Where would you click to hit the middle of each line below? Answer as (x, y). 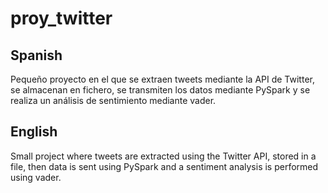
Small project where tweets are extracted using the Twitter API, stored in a (163, 156)
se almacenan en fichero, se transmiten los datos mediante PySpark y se (160, 90)
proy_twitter (61, 18)
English (34, 132)
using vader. (36, 177)
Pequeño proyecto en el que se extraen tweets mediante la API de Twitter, (162, 79)
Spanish (36, 55)
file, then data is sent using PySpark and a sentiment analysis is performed (164, 166)
